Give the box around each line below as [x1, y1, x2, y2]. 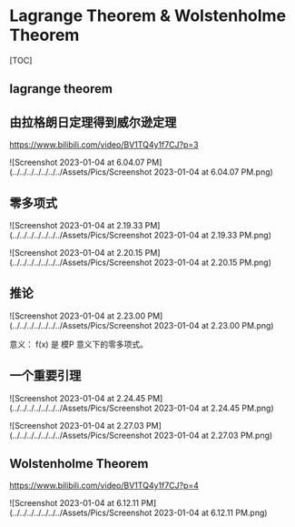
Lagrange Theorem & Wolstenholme [9, 5, 287, 26]
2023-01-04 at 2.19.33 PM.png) [153, 229, 272, 240]
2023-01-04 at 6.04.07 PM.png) [153, 167, 274, 177]
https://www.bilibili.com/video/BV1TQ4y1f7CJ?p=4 [9, 480, 200, 492]
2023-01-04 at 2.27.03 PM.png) [153, 430, 273, 441]
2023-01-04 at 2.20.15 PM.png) [153, 257, 272, 268]
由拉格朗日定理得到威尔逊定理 [9, 115, 177, 130]
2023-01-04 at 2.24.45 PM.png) [153, 402, 274, 413]
